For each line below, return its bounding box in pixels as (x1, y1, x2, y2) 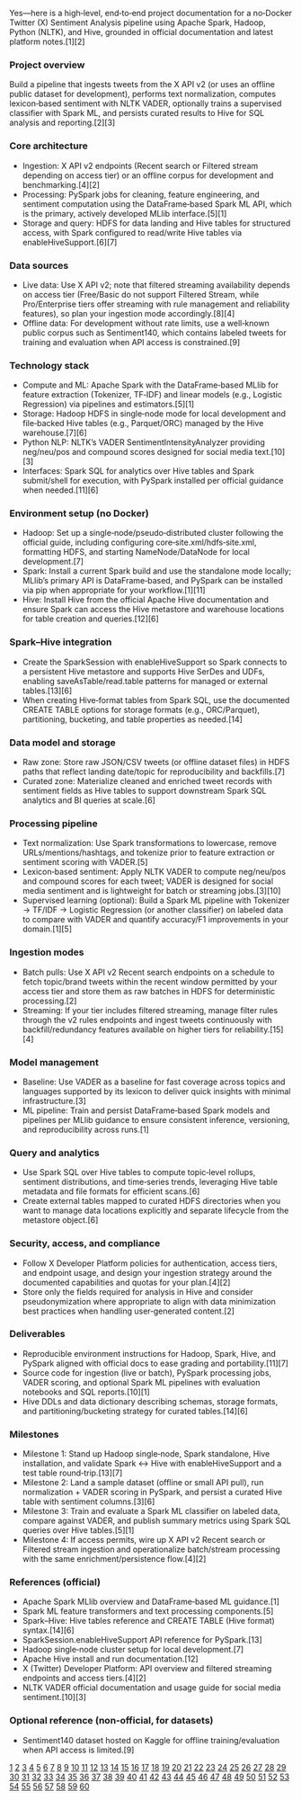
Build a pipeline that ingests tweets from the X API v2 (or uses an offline (9, 79, 276, 90)
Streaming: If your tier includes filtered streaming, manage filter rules (22, 1004, 279, 1015)
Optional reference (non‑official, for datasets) (9, 1715, 214, 1727)
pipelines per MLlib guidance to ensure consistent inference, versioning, (22, 1114, 290, 1125)
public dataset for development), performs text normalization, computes (9, 89, 277, 100)
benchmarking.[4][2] (22, 179, 101, 190)
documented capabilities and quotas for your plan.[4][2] (22, 1277, 231, 1288)
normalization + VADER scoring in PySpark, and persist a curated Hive (22, 1487, 283, 1498)
